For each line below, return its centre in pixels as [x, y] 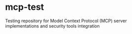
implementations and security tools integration [52, 26]
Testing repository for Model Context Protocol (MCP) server [66, 21]
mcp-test [25, 7]
